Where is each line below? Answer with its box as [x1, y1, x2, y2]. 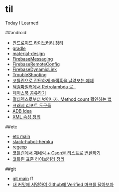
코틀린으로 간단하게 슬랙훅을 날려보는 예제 [12, 77, 94, 83]
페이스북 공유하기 [12, 90, 46, 96]
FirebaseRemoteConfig [12, 61, 60, 67]
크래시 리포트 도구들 [12, 102, 51, 108]
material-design [12, 51, 45, 57]
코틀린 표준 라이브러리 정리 [12, 156, 65, 162]
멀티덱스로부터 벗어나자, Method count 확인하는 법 [12, 96, 112, 102]
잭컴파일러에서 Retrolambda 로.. [12, 83, 76, 90]
